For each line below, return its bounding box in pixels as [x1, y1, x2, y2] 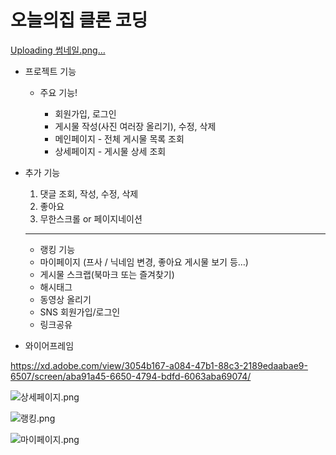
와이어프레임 [24, 339, 75, 351]
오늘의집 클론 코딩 [10, 9, 148, 32]
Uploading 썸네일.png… [10, 44, 106, 56]
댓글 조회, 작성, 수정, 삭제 [39, 187, 139, 200]
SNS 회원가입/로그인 [39, 306, 121, 318]
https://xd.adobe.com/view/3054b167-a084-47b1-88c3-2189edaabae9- [10, 359, 308, 371]
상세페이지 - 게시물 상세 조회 [54, 145, 167, 157]
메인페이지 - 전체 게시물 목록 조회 [54, 132, 185, 145]
